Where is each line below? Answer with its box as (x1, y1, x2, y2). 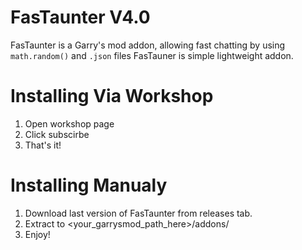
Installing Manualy (10, 174, 168, 197)
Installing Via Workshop (10, 85, 214, 108)
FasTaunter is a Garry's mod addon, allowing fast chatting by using (10, 39, 286, 51)
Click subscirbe (24, 128, 90, 140)
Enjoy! (24, 228, 51, 240)
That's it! (24, 139, 62, 151)
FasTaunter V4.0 (10, 6, 151, 29)
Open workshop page (24, 117, 115, 130)
